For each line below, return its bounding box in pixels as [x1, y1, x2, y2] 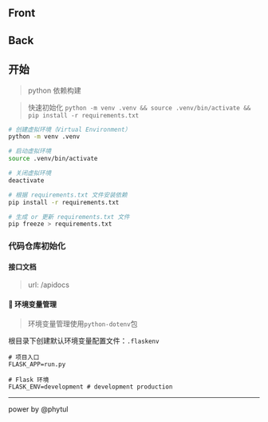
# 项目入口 [8, 353, 40, 361]
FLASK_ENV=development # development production [8, 383, 173, 391]
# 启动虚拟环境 [8, 147, 52, 155]
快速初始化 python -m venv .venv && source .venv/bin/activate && [27, 102, 251, 112]
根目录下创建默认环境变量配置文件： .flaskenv [8, 336, 160, 345]
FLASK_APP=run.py [8, 360, 66, 368]
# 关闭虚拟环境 [8, 169, 52, 177]
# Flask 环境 [8, 376, 49, 384]
